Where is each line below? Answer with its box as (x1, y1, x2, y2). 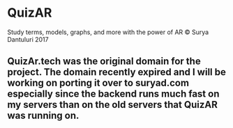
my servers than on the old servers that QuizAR (7, 99, 218, 111)
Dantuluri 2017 (7, 35, 49, 43)
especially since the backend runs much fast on (7, 88, 220, 100)
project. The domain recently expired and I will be (7, 66, 227, 78)
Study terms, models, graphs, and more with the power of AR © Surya (7, 28, 209, 36)
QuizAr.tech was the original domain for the (7, 56, 201, 67)
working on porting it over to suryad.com (7, 77, 190, 89)
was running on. (7, 110, 80, 122)
